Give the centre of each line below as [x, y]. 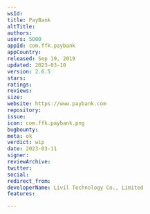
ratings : [20, 84]
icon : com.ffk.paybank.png [46, 123]
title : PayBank [29, 20]
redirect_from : [29, 181]
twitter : [20, 168]
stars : [17, 78]
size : [15, 98]
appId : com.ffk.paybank [41, 46]
